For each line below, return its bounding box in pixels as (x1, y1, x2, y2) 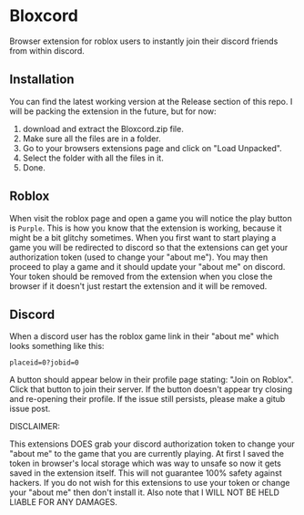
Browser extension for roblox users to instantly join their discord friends (9, 36, 279, 46)
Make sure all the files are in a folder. (22, 133, 161, 144)
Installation (9, 72, 75, 88)
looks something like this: (9, 341, 105, 352)
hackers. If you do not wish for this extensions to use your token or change (9, 478, 290, 489)
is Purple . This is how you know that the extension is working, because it (9, 222, 282, 233)
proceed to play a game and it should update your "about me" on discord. (9, 261, 286, 272)
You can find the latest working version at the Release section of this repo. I (9, 96, 293, 107)
